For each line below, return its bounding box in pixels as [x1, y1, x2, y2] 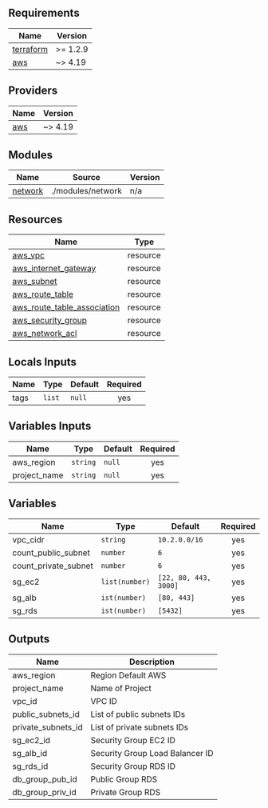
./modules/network [50, 186, 122, 197]
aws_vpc [12, 250, 45, 261]
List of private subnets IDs [90, 722, 189, 733]
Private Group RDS [90, 786, 161, 798]
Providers [8, 84, 58, 98]
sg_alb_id [12, 747, 48, 758]
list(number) [100, 577, 151, 586]
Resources [8, 212, 63, 226]
